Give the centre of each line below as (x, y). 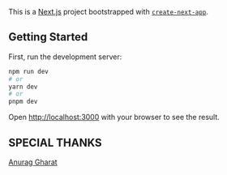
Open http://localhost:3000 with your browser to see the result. (114, 117)
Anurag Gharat (33, 162)
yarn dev (23, 87)
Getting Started (48, 37)
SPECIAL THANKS (56, 142)
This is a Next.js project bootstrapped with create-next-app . (109, 12)
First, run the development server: (65, 57)
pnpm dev (23, 102)
